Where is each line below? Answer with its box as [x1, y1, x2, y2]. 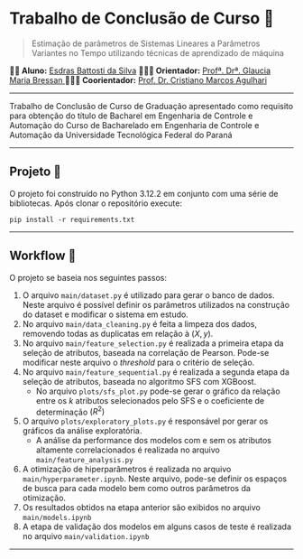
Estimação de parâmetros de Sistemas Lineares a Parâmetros [31, 38, 261, 49]
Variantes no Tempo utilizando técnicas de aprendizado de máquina [31, 47, 284, 58]
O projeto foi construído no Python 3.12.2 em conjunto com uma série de [9, 188, 279, 199]
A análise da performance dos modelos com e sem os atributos [35, 435, 272, 446]
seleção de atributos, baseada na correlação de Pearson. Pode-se [22, 347, 270, 358]
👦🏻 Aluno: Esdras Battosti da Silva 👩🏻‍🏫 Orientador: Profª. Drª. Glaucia [9, 65, 271, 76]
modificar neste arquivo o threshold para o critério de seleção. [22, 357, 255, 368]
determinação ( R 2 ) [35, 405, 106, 417]
